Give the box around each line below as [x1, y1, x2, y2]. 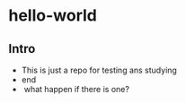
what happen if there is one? [23, 84, 129, 94]
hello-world [8, 5, 98, 26]
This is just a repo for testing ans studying [21, 64, 177, 75]
